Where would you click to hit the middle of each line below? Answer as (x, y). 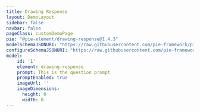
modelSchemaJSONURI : (32, 45)
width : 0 (33, 100)
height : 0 (34, 94)
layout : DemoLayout (30, 17)
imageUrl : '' (33, 84)
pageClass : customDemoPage (40, 34)
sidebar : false (25, 23)
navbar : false (24, 28)
